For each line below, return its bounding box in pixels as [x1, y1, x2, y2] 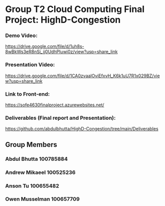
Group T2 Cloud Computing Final [5, 4, 145, 15]
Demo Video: [5, 32, 38, 39]
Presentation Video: [5, 61, 55, 68]
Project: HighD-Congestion [5, 14, 121, 26]
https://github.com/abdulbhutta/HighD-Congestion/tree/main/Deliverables [5, 126, 159, 132]
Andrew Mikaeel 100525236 [5, 169, 76, 176]
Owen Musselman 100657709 [5, 195, 80, 202]
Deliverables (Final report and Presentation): [5, 114, 116, 121]
